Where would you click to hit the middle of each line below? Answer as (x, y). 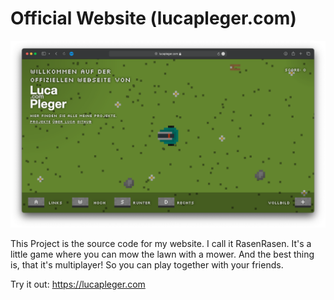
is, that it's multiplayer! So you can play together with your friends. (147, 265)
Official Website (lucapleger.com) (153, 18)
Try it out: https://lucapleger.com (78, 284)
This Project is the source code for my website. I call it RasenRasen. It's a (161, 244)
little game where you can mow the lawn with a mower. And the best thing (162, 254)
